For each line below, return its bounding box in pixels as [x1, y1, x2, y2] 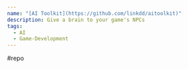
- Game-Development [13, 36, 69, 42]
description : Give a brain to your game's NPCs [7, 16, 146, 23]
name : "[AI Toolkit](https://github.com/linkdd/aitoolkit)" [7, 10, 183, 17]
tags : [7, 23, 23, 29]
